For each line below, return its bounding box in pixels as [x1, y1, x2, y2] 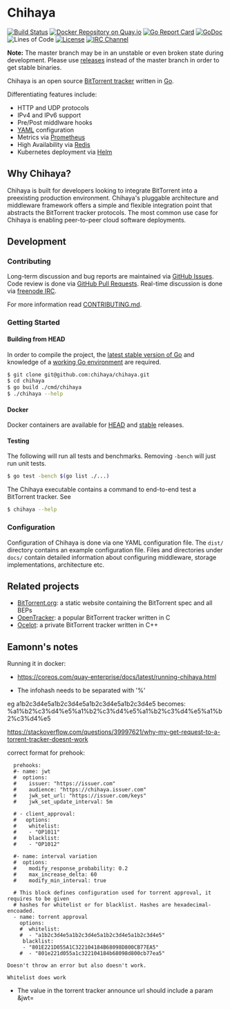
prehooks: [13, 762, 41, 769]
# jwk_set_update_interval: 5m [13, 798, 113, 805]
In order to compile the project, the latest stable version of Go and [7, 350, 195, 358]
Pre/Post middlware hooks [17, 118, 93, 126]
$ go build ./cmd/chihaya [7, 384, 82, 391]
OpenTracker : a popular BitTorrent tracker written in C [17, 613, 171, 622]
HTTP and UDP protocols [17, 103, 90, 112]
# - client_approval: [13, 811, 76, 818]
